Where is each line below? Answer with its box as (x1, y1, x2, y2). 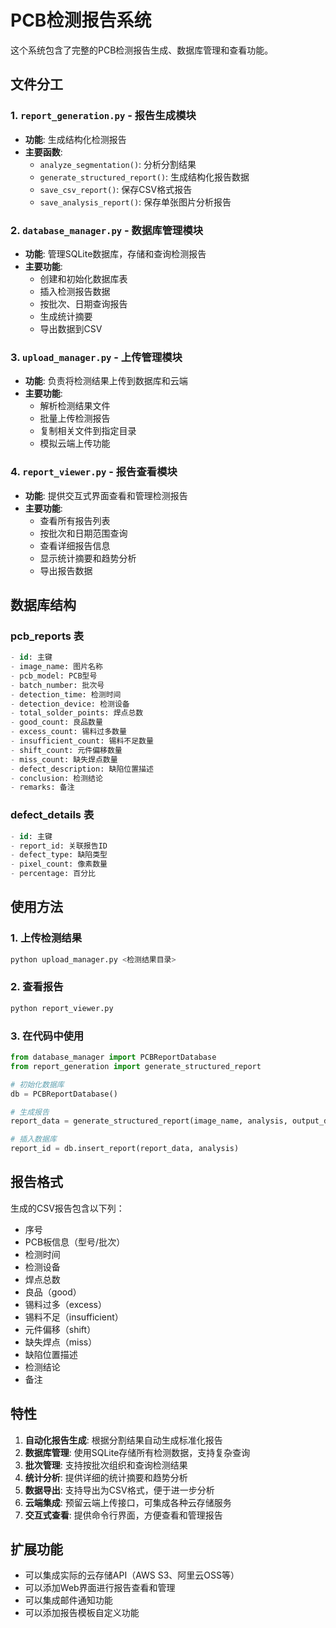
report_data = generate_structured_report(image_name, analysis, (10, 1116, 288, 1126)
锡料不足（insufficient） (24, 1311, 124, 1323)
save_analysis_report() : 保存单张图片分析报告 (39, 196, 232, 208)
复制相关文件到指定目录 (39, 425, 137, 437)
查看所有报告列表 (39, 514, 111, 526)
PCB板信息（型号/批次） (24, 1236, 126, 1248)
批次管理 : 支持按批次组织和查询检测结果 (24, 1459, 188, 1471)
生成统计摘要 (39, 310, 93, 322)
